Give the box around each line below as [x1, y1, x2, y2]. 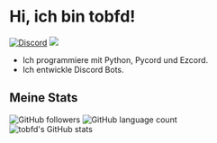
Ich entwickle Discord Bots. [22, 64, 124, 75]
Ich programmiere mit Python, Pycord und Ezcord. [22, 54, 209, 65]
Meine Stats [9, 90, 78, 105]
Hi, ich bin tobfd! [9, 6, 136, 27]
